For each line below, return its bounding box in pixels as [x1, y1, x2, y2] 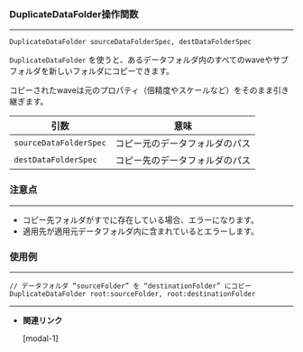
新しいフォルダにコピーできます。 [48, 66, 174, 77]
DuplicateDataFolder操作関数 [9, 7, 139, 20]
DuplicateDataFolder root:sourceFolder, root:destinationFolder [9, 289, 256, 299]
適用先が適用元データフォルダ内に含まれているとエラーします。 [22, 226, 259, 236]
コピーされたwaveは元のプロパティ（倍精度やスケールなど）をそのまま [9, 85, 274, 96]
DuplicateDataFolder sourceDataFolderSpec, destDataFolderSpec [9, 38, 252, 47]
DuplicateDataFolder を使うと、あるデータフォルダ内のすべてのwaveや [9, 54, 273, 65]
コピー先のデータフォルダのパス [115, 154, 251, 167]
